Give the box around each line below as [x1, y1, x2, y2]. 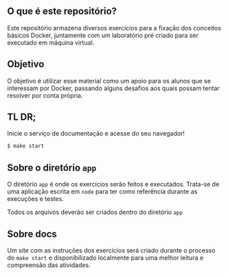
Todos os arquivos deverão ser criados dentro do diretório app [7, 208, 183, 216]
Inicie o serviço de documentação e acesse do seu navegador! [7, 129, 185, 138]
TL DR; [7, 112, 36, 123]
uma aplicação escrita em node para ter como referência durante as [7, 187, 198, 195]
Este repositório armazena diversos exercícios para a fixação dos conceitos [7, 23, 222, 32]
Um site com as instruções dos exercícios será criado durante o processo [7, 246, 216, 254]
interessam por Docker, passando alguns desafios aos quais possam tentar [7, 84, 220, 92]
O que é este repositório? [7, 6, 117, 17]
